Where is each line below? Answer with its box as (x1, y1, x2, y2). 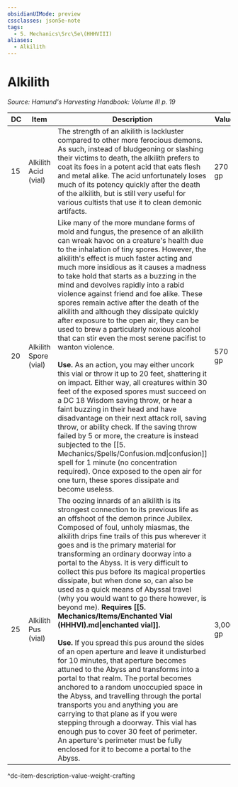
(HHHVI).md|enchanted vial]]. (57, 619, 161, 629)
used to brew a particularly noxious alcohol (57, 324, 200, 334)
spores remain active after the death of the (57, 298, 200, 308)
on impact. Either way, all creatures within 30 (57, 377, 208, 387)
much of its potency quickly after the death (57, 179, 200, 189)
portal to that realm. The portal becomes (57, 673, 192, 683)
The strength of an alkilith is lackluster (57, 126, 184, 136)
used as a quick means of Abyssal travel (57, 584, 192, 594)
